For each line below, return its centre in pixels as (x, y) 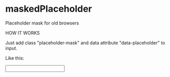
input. (12, 48)
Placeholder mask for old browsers (42, 23)
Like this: (15, 58)
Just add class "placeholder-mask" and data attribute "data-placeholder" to (85, 43)
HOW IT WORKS (23, 33)
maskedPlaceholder (49, 9)
